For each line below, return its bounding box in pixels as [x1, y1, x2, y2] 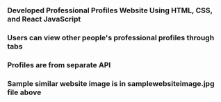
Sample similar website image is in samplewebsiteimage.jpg [7, 78, 215, 88]
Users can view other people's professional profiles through [7, 33, 215, 42]
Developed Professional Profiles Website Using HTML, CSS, [7, 6, 213, 15]
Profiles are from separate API [7, 60, 111, 69]
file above [7, 87, 42, 97]
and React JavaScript [7, 14, 81, 24]
